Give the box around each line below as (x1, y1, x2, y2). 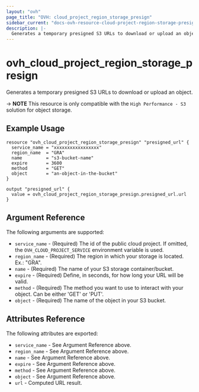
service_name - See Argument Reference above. (14, 341, 131, 348)
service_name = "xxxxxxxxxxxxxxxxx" (11, 144, 102, 150)
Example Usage (6, 124, 65, 134)
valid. (14, 277, 28, 285)
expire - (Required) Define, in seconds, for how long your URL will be (14, 271, 184, 279)
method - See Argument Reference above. (14, 366, 115, 374)
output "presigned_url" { (6, 186, 70, 192)
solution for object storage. (6, 106, 72, 113)
